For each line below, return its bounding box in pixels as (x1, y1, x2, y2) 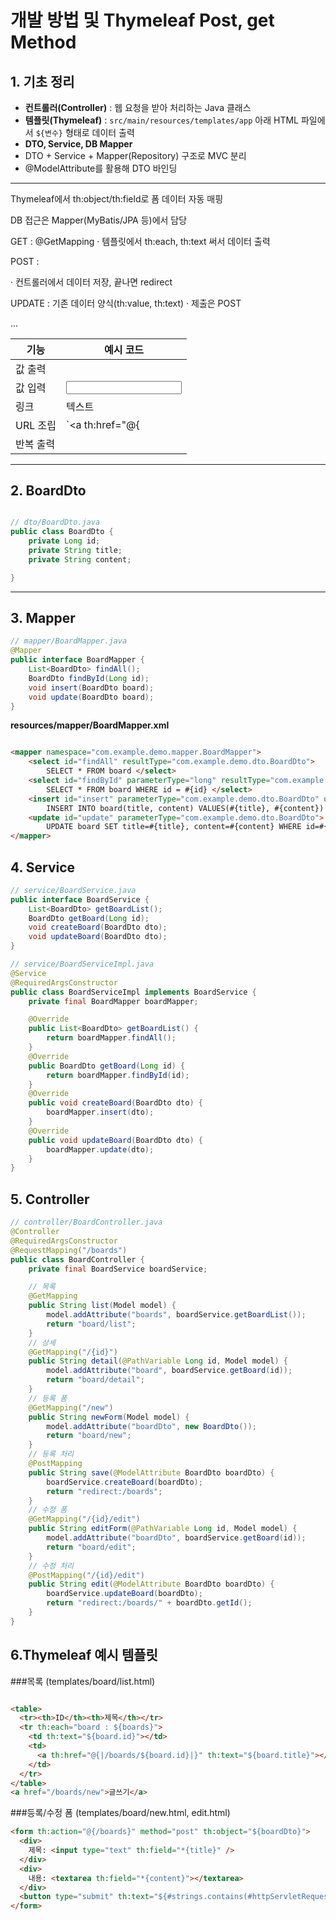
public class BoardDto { (10, 527, 114, 537)
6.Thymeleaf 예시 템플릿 (10, 1647, 158, 1664)
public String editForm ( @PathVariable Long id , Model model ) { (28, 1524, 298, 1534)
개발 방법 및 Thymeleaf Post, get (10, 9, 275, 32)
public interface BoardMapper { (10, 655, 145, 665)
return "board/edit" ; (46, 1542, 137, 1552)
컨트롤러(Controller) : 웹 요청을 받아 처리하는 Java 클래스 (24, 102, 252, 113)
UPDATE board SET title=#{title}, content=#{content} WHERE (46, 822, 302, 832)
